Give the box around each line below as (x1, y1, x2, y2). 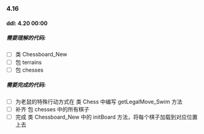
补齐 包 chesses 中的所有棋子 (15, 105, 90, 113)
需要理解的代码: (6, 34, 46, 42)
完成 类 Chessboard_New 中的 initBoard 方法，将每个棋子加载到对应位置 (15, 113, 198, 121)
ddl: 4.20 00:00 (6, 20, 48, 27)
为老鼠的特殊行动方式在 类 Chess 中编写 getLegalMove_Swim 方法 (15, 98, 183, 105)
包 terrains (15, 58, 42, 65)
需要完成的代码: (6, 81, 46, 89)
